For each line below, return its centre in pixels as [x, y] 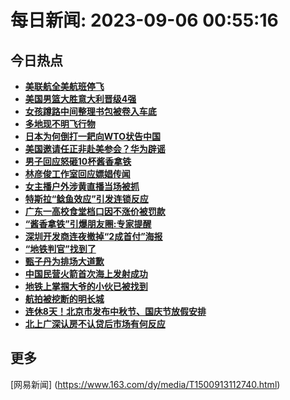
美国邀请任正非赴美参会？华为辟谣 [95, 149]
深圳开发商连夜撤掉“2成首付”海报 [93, 236]
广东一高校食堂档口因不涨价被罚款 [95, 211]
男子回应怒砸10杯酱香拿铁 [78, 161]
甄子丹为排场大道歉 [64, 261]
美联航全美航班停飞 [64, 86]
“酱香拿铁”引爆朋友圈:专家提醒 [88, 224]
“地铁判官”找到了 [60, 249]
